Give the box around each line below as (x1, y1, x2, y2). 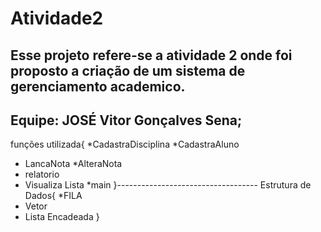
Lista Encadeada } (24, 211, 100, 223)
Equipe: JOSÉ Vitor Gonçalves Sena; (10, 112, 243, 129)
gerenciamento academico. (10, 78, 186, 95)
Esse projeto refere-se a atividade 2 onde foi (10, 47, 293, 64)
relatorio (24, 168, 60, 181)
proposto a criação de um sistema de (10, 62, 246, 79)
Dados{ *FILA (24, 190, 83, 202)
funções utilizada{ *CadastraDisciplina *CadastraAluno (10, 138, 240, 151)
